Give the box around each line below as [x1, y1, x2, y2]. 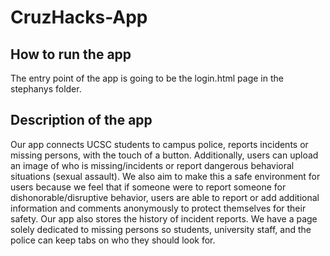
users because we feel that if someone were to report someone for [10, 181, 287, 193]
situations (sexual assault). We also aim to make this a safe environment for [10, 170, 321, 182]
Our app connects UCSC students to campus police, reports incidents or [10, 138, 309, 150]
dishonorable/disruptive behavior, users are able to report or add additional [10, 191, 320, 203]
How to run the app [10, 46, 132, 63]
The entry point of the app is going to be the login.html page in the [10, 72, 284, 84]
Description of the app [10, 112, 153, 129]
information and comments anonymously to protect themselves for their [10, 202, 307, 214]
